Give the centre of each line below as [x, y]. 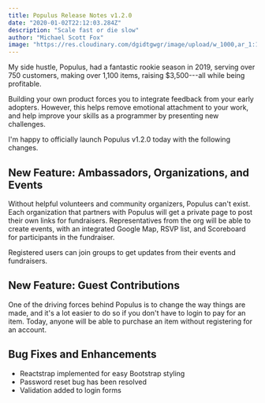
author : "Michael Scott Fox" [56, 37]
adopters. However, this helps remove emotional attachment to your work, [129, 108]
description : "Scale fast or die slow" [74, 30]
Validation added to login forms [71, 390]
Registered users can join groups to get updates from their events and [122, 252]
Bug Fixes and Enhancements [82, 355]
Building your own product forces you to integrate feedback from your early [131, 99]
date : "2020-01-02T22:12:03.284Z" [65, 23]
